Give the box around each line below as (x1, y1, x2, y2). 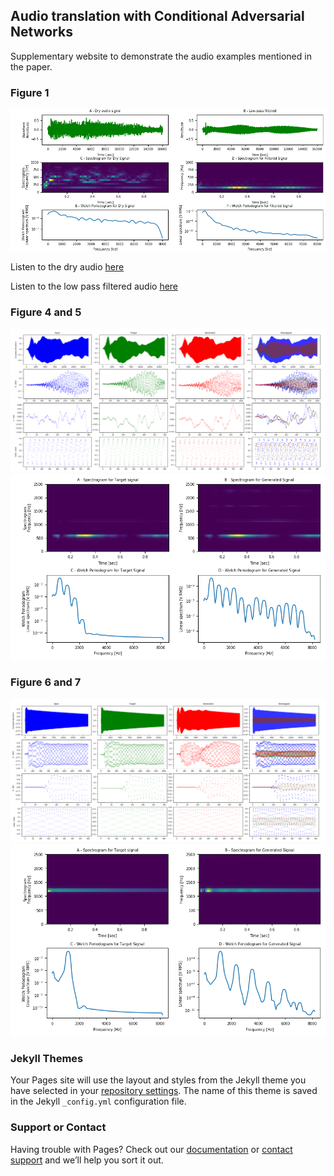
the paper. (10, 60, 53, 73)
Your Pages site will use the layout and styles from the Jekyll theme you (10, 1074, 307, 1086)
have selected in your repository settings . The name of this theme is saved (10, 1085, 318, 1097)
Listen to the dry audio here (10, 261, 125, 273)
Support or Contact (10, 1120, 107, 1134)
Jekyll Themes (10, 1051, 84, 1065)
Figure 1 (10, 85, 50, 99)
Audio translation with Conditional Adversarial (10, 8, 305, 25)
